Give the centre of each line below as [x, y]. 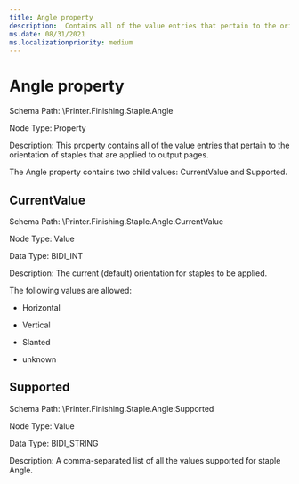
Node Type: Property [48, 128]
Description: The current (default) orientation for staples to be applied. [138, 273]
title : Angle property [51, 17]
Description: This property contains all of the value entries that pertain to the [149, 145]
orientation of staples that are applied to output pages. [109, 155]
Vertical [36, 325]
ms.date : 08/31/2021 [48, 34]
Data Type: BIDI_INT [46, 256]
